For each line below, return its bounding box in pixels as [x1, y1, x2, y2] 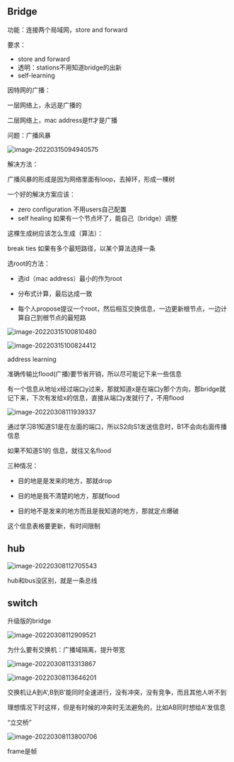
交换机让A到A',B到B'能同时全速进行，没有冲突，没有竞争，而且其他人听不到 [7, 688, 227, 697]
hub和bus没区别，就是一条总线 [7, 576, 98, 585]
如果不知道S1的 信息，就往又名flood [7, 446, 112, 455]
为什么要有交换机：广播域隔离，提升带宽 [7, 646, 125, 654]
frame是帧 [7, 747, 37, 756]
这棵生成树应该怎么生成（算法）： [7, 228, 104, 237]
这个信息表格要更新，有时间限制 [7, 521, 100, 530]
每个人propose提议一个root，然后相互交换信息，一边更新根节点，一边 [17, 304, 221, 313]
